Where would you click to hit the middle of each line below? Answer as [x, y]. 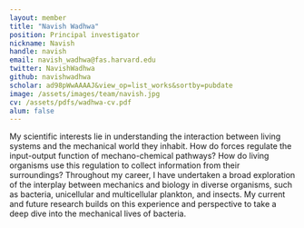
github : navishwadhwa [50, 77]
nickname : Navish [42, 43]
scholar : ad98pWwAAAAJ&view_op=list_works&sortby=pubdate [121, 85]
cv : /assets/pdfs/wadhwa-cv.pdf [70, 102]
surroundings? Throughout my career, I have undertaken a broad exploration [152, 175]
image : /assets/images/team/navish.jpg [85, 94]
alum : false [32, 111]
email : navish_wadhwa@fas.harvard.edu [83, 60]
